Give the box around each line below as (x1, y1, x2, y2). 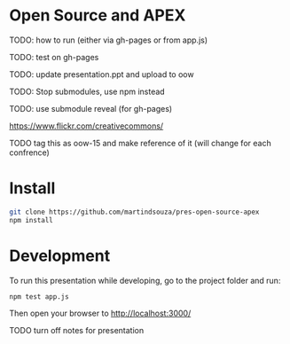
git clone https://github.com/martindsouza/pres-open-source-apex (9, 207, 260, 216)
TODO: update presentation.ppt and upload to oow (9, 68, 194, 80)
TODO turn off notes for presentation (9, 325, 145, 336)
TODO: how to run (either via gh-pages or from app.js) (9, 35, 208, 45)
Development (9, 246, 111, 266)
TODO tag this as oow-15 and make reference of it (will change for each (9, 137, 272, 148)
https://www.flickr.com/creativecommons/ (9, 121, 164, 131)
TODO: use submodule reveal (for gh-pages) (9, 103, 173, 113)
